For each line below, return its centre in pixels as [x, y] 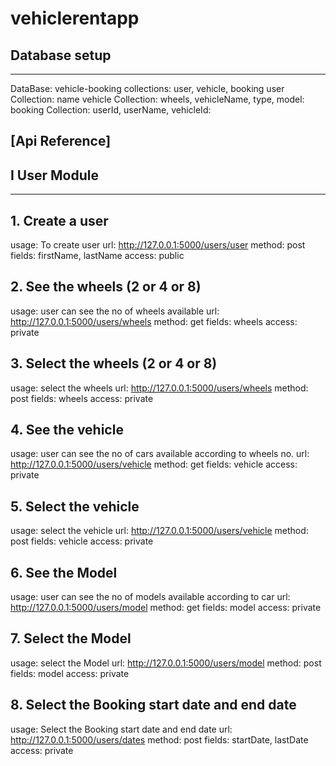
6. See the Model [64, 572]
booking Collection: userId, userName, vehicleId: [111, 110]
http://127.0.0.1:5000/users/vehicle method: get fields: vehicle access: [154, 464]
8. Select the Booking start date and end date [153, 705]
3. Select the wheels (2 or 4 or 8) [114, 363]
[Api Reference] [61, 141]
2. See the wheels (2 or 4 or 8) [106, 287]
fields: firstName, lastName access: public [97, 256]
